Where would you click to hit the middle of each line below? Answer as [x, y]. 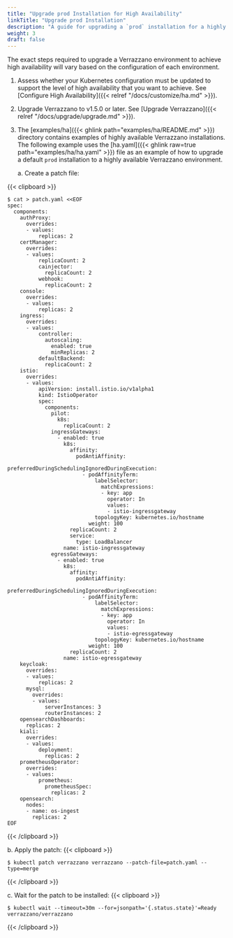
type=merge [23, 869]
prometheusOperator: [50, 763]
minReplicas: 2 [73, 353]
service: [82, 536]
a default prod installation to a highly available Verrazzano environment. [120, 160]
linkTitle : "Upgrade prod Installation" [67, 20]
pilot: [61, 414]
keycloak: [34, 665]
